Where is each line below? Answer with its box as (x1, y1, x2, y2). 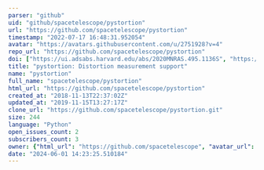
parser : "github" (8, 11, 65, 20)
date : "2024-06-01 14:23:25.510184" (8, 150, 128, 157)
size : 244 (8, 114, 41, 121)
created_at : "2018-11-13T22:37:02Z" (8, 92, 128, 99)
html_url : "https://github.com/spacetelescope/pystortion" (8, 84, 206, 92)
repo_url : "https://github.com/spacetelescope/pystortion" (8, 48, 206, 56)
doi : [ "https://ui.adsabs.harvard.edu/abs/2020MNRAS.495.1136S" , (8, 56, 226, 63)
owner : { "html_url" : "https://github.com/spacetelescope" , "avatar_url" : (8, 143, 255, 150)
